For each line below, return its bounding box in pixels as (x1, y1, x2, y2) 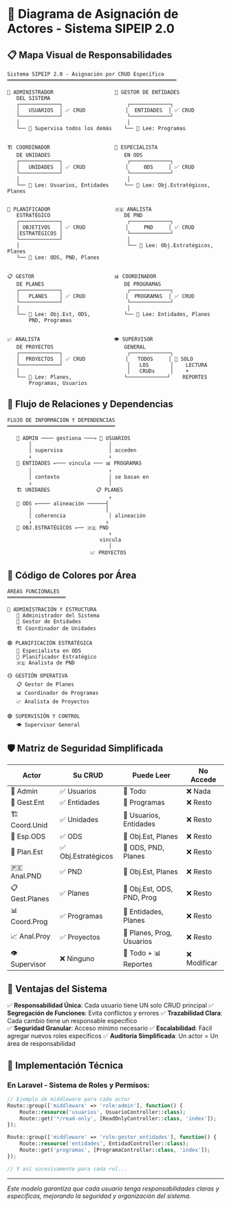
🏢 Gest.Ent (10, 798, 45, 808)
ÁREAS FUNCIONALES (7, 588, 60, 595)
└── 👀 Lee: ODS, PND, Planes (16, 254, 100, 261)
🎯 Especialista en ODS (16, 647, 81, 654)
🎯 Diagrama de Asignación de (7, 6, 179, 22)
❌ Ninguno (59, 954, 95, 963)
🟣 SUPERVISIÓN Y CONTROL (7, 713, 80, 720)
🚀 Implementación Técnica (7, 1060, 124, 1071)
